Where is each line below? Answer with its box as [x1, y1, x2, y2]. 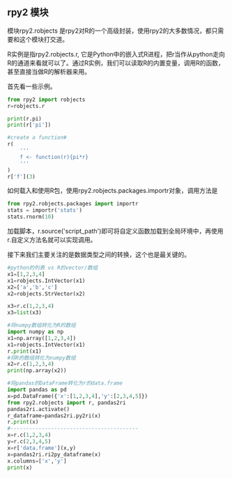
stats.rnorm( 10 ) [7, 213, 54, 221]
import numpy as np [7, 328, 64, 336]
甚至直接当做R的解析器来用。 [7, 67, 91, 75]
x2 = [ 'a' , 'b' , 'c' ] [7, 284, 58, 291]
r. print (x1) [7, 348, 42, 355]
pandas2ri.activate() [7, 406, 70, 413]
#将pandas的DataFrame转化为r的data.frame [7, 380, 123, 387]
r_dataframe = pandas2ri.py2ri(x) [7, 412, 101, 419]
